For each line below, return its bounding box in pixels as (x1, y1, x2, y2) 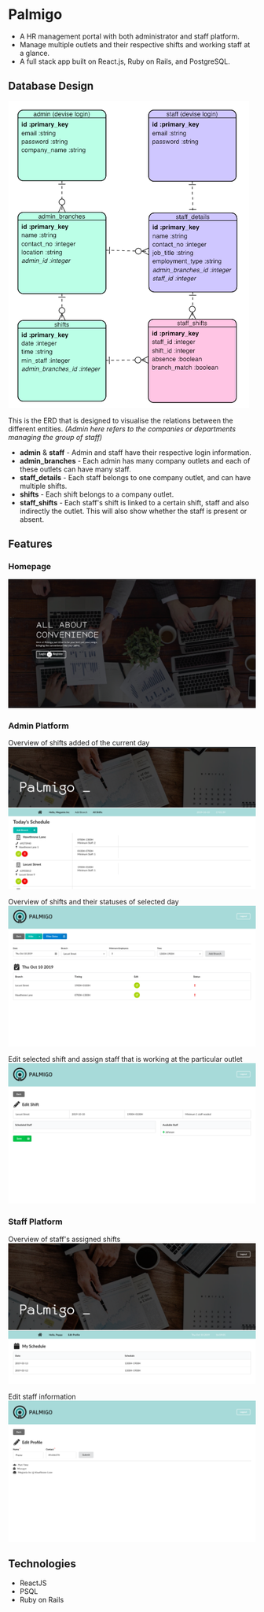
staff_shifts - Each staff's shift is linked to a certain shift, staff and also (19, 497, 250, 507)
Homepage (8, 561, 51, 572)
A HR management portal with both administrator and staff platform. (19, 31, 240, 41)
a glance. (19, 48, 49, 57)
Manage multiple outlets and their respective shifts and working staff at (19, 39, 251, 49)
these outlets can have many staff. (19, 464, 131, 474)
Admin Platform (8, 720, 69, 731)
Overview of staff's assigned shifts (8, 1234, 121, 1244)
